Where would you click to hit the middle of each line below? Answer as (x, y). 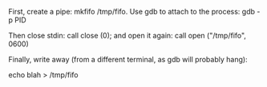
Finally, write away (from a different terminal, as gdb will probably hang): (128, 59)
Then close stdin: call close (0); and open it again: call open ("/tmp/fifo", (127, 36)
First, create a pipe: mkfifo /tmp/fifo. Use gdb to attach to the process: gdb (131, 12)
